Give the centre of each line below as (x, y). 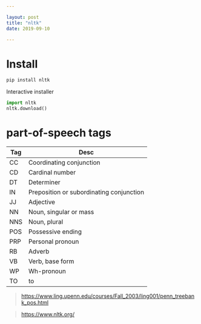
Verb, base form (51, 261)
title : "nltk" (24, 23)
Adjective (42, 202)
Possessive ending (55, 232)
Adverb (39, 251)
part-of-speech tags (59, 133)
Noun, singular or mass (61, 212)
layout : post (23, 17)
